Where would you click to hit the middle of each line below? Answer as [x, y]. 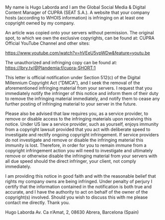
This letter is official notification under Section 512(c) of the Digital [73, 77]
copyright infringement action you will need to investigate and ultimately [79, 151]
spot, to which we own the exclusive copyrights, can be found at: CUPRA [80, 38]
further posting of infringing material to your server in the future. [71, 104]
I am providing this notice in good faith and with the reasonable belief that [81, 176]
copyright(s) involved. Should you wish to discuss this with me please [77, 197]
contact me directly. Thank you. [38, 203]
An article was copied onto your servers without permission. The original [80, 33]
